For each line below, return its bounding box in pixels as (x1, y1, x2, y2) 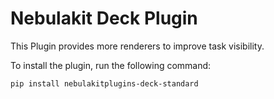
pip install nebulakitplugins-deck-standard (10, 78, 199, 89)
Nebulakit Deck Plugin (10, 7, 198, 30)
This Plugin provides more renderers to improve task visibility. (10, 40, 265, 52)
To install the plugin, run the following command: (10, 59, 212, 71)
